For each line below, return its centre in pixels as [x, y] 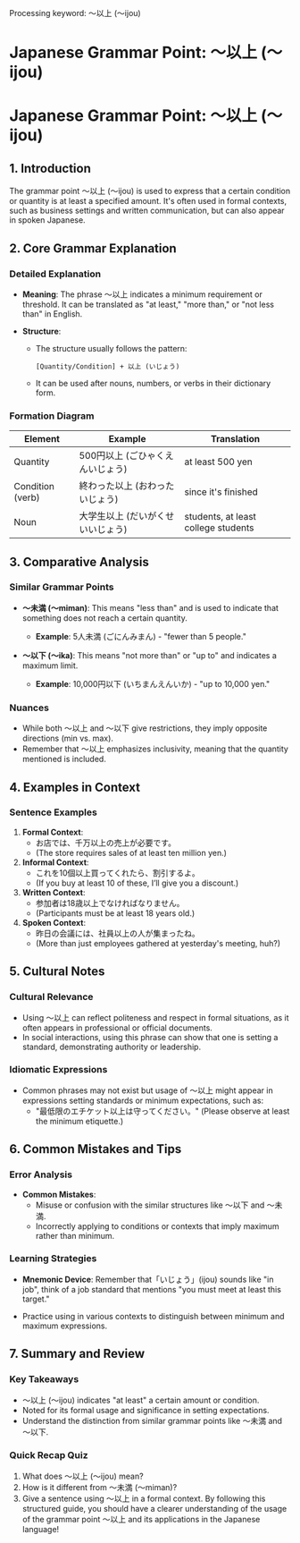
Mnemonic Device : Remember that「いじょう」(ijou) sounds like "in [148, 1279]
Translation [235, 439]
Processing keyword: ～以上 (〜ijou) [75, 13]
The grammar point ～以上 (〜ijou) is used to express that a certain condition [150, 191]
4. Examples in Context [75, 787]
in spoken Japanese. [48, 220]
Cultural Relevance [51, 997]
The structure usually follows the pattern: [111, 348]
